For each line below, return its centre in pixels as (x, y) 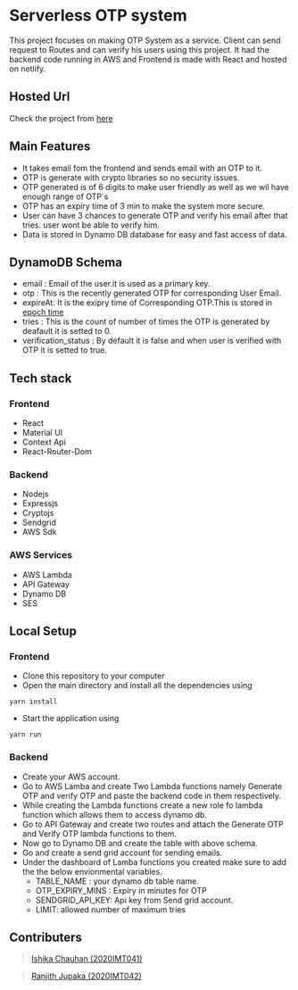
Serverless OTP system (98, 16)
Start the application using (70, 719)
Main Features (50, 147)
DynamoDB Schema (66, 262)
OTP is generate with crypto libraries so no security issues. (131, 177)
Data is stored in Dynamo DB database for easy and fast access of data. (154, 234)
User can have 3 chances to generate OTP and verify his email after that (155, 215)
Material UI (42, 433)
